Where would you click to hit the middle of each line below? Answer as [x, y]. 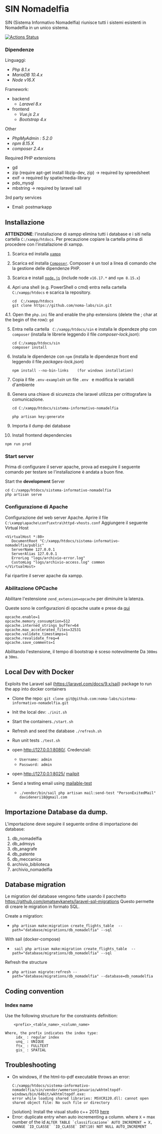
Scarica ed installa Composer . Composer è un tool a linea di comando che [84, 263]
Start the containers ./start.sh [43, 721]
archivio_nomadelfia [32, 869]
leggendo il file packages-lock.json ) [48, 362]
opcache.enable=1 [22, 617]
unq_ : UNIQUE [30, 1042]
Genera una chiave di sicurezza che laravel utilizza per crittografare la [81, 394]
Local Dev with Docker [39, 672]
